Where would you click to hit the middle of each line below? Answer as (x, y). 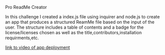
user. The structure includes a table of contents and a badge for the (75, 27)
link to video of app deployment (38, 47)
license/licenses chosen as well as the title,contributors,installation (74, 32)
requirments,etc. (22, 38)
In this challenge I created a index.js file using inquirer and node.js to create (82, 17)
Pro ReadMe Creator (26, 7)
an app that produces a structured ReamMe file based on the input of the (80, 22)
